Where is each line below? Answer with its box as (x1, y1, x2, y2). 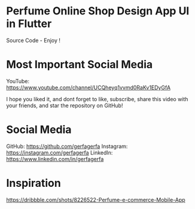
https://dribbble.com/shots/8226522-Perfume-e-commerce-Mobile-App (6, 196, 185, 203)
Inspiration (6, 177, 61, 190)
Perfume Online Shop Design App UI (6, 4, 190, 18)
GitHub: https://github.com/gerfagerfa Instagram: (6, 143, 128, 150)
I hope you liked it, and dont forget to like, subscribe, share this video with (6, 95, 188, 102)
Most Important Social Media (6, 58, 153, 71)
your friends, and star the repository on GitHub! (6, 102, 123, 109)
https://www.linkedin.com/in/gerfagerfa (6, 155, 104, 162)
